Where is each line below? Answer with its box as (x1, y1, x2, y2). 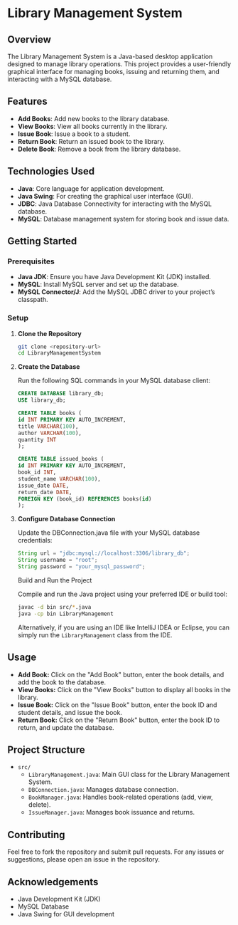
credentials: (17, 536, 53, 545)
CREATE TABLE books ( (17, 409, 82, 417)
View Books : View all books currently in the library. (17, 122, 168, 130)
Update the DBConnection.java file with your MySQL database (17, 528, 200, 537)
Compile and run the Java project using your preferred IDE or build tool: (17, 590, 227, 598)
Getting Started (7, 235, 77, 247)
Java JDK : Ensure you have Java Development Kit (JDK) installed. (17, 273, 212, 281)
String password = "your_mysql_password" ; (17, 563, 146, 570)
